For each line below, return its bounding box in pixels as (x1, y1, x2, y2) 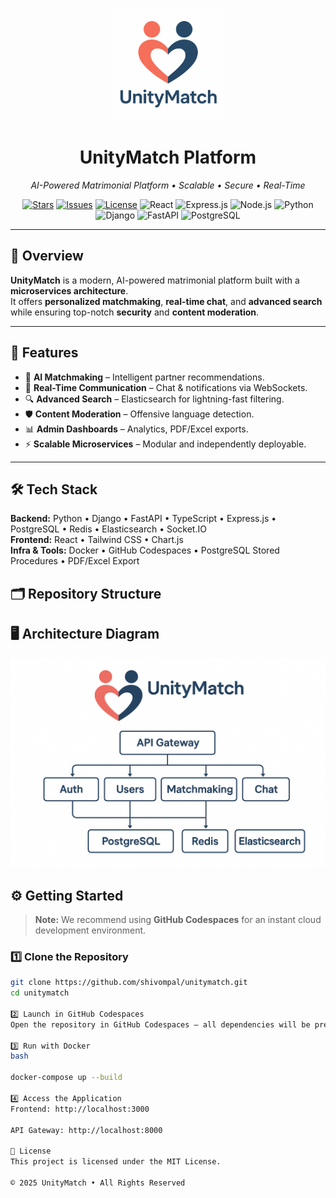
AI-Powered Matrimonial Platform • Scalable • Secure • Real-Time (30, 179, 306, 191)
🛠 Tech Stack (10, 481, 98, 498)
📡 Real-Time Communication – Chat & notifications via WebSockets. (24, 381, 308, 393)
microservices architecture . (10, 284, 129, 297)
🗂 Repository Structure (10, 585, 162, 602)
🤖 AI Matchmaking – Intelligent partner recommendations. (24, 371, 265, 383)
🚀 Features (10, 344, 79, 362)
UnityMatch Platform (79, 146, 257, 169)
